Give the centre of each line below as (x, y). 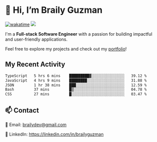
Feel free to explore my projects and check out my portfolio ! (66, 48)
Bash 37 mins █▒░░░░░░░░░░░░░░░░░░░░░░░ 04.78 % (76, 90)
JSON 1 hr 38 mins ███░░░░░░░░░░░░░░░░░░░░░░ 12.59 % (76, 85)
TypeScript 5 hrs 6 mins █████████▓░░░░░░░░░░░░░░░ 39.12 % (76, 76)
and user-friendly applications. (36, 39)
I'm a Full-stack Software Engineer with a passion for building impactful (79, 34)
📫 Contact (22, 110)
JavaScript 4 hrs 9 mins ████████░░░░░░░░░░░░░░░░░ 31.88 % (76, 80)
